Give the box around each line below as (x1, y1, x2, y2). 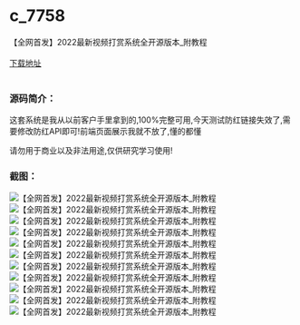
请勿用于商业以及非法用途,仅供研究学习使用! (9, 145, 174, 156)
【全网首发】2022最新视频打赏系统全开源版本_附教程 (9, 36, 208, 47)
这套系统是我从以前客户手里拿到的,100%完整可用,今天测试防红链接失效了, (9, 114, 283, 125)
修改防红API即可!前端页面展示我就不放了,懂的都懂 (16, 126, 202, 137)
